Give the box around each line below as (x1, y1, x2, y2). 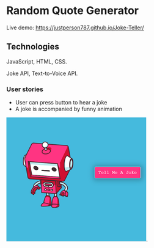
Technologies (6, 42, 60, 52)
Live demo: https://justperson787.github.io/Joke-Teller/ (6, 24, 145, 31)
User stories (6, 85, 44, 93)
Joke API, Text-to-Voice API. (6, 70, 78, 77)
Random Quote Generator (6, 4, 139, 18)
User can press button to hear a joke (15, 99, 108, 106)
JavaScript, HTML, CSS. (6, 57, 67, 65)
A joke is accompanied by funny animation (15, 105, 122, 113)
